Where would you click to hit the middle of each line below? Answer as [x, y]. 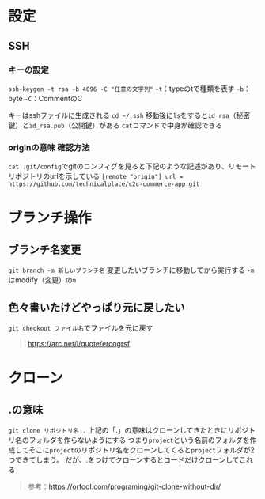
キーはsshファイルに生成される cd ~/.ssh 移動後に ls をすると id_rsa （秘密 [129, 115]
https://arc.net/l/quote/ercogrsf [79, 343]
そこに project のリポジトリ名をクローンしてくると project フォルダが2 [142, 450]
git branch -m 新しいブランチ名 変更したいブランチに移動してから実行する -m [131, 270]
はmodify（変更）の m [42, 280]
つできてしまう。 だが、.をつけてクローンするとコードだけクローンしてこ [127, 459]
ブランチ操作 [50, 218]
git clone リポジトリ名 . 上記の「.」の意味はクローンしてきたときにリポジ [129, 430]
